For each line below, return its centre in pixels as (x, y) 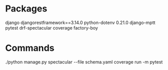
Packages (26, 9)
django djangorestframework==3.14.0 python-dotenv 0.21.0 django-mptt (80, 22)
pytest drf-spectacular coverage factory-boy (52, 27)
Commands (30, 48)
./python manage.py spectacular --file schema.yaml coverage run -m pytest (84, 62)
